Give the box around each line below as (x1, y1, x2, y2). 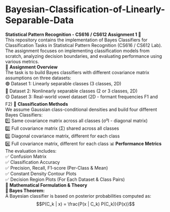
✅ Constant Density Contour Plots (5, 170, 77, 177)
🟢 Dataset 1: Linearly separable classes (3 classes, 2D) (5, 80, 122, 86)
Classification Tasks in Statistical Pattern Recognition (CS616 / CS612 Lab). (5, 42, 162, 48)
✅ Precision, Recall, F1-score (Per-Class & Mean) (5, 164, 108, 171)
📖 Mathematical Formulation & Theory (5, 182, 88, 188)
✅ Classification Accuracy (5, 159, 60, 165)
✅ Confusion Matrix (5, 153, 47, 159)
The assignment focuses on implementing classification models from (5, 48, 150, 54)
